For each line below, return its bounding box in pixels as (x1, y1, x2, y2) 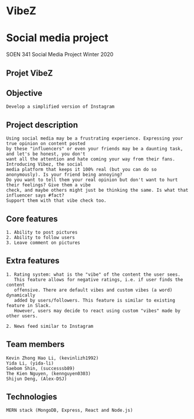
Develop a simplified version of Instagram (6, 104, 115, 110)
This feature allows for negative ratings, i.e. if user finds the (14, 276, 183, 282)
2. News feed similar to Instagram (6, 323, 94, 329)
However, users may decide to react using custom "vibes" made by (14, 308, 181, 314)
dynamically (6, 292, 35, 298)
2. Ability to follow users (6, 234, 75, 240)
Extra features (6, 256, 60, 266)
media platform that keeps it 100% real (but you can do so (6, 167, 157, 173)
